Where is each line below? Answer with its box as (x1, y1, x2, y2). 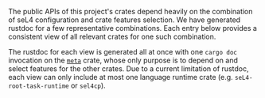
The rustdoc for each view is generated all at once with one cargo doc (8, 47, 237, 56)
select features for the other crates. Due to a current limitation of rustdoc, (8, 64, 249, 73)
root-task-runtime (8, 82, 69, 90)
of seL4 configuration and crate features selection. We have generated (8, 15, 241, 24)
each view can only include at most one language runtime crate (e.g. (8, 73, 233, 81)
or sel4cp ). (70, 81, 106, 90)
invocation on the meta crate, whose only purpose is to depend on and (8, 55, 239, 65)
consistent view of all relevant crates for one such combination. (8, 32, 216, 41)
